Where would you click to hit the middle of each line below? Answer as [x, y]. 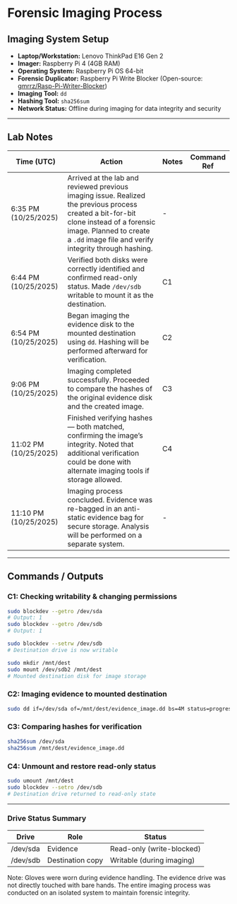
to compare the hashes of [110, 388]
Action [111, 162]
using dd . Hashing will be [108, 342]
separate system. [96, 543]
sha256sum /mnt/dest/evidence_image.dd [66, 748]
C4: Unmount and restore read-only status [82, 766]
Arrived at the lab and [103, 178]
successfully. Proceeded [108, 380]
